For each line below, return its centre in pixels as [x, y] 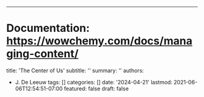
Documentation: [48, 28]
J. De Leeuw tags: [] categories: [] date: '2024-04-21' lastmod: [94, 82]
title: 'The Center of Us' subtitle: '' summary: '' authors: [75, 70]
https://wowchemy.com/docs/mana [99, 41]
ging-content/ [42, 54]
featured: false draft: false [97, 89]
